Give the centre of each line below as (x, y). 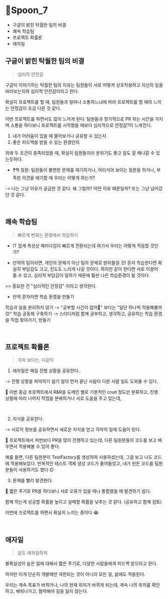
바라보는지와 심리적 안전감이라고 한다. (42, 91)
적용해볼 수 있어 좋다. (39, 446)
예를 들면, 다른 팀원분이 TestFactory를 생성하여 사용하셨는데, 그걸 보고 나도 (79, 457)
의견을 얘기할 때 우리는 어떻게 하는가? (58, 178)
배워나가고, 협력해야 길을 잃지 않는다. (52, 591)
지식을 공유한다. (28, 419)
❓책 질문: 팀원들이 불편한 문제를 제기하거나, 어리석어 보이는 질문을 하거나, (84, 170)
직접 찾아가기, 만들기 (31, 320)
